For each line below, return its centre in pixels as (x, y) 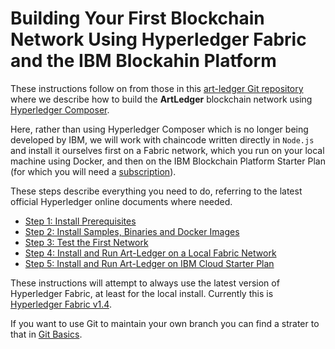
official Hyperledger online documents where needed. (121, 201)
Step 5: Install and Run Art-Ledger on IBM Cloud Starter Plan (149, 263)
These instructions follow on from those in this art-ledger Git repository (157, 88)
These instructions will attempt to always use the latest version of (145, 283)
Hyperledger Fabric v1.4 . (61, 304)
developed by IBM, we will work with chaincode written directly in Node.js (162, 139)
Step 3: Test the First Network (86, 242)
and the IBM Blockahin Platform (143, 61)
